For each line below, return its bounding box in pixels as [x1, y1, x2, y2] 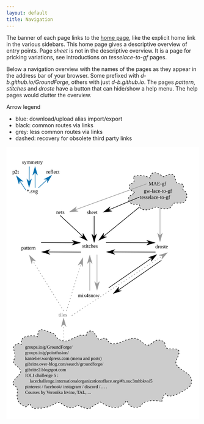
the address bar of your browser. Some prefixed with [6, 72, 139, 79]
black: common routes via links [15, 121, 93, 128]
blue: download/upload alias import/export [15, 115, 123, 122]
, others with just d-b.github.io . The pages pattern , [68, 78, 195, 86]
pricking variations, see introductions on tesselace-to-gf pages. [6, 53, 167, 61]
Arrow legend [6, 103, 41, 110]
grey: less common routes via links [15, 128, 103, 135]
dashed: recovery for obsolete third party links [15, 135, 133, 142]
